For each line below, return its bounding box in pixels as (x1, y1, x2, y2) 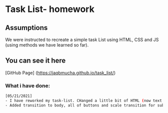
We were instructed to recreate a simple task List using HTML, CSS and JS (5, 36, 159, 42)
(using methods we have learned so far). (5, 42, 89, 48)
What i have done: (5, 82, 50, 89)
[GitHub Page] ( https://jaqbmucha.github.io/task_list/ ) (5, 69, 116, 75)
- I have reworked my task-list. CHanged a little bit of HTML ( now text (5, 98, 162, 103)
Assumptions (5, 23, 48, 32)
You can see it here (5, 56, 66, 65)
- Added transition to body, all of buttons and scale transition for (5, 102, 155, 108)
